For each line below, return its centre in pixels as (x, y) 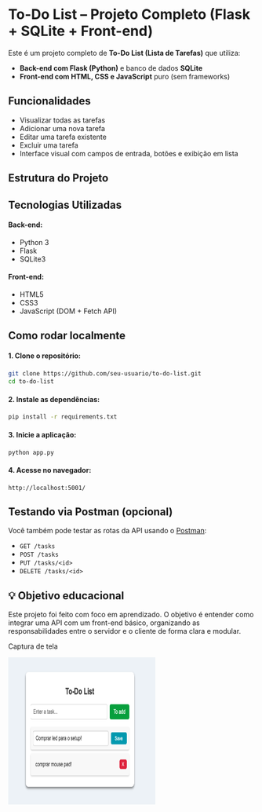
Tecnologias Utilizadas (65, 205)
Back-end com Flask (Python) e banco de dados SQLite (111, 68)
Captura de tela (33, 646)
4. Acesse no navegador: (50, 470)
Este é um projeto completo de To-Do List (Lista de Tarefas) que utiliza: (124, 53)
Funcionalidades (50, 101)
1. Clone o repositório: (44, 356)
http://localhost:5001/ (47, 488)
